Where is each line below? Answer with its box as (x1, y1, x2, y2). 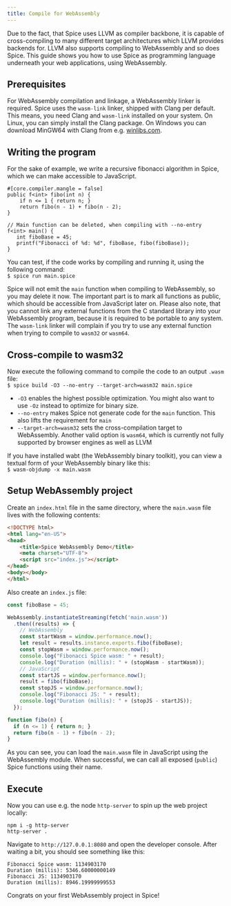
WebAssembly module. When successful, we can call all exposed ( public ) (7, 755, 218, 764)
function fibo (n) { (7, 717, 63, 723)
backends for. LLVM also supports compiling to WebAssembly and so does (7, 44, 220, 52)
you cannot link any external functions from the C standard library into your (7, 307, 221, 315)
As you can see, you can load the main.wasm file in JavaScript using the (7, 748, 208, 757)
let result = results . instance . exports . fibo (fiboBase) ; (19, 640, 184, 647)
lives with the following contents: (7, 510, 101, 519)
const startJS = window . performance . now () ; (19, 672, 147, 678)
